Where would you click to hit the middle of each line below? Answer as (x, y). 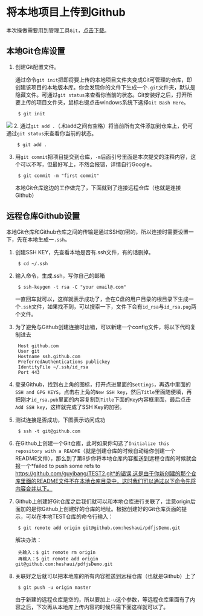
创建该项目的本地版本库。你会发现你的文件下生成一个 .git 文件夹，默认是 (105, 87)
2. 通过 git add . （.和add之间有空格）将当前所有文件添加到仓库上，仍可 (103, 126)
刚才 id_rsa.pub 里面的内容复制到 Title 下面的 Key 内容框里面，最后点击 (106, 399)
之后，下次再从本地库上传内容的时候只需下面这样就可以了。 (95, 607)
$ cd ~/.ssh (33, 263)
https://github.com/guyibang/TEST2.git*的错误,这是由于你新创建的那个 (103, 473)
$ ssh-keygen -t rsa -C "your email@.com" (72, 287)
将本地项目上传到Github (66, 12)
